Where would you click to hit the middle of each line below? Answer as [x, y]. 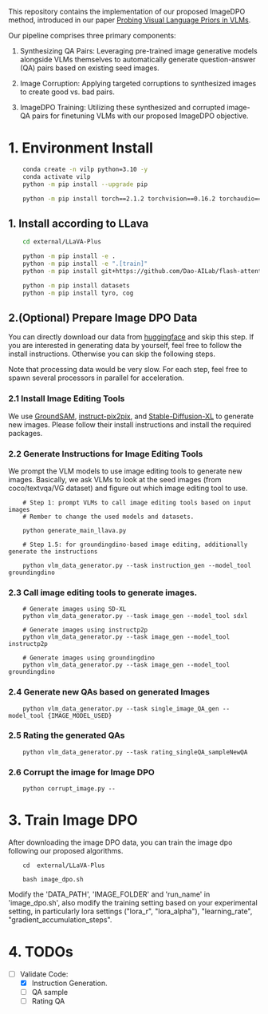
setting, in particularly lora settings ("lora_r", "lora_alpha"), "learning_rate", [130, 911]
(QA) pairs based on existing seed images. [89, 68]
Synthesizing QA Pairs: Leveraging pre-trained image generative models [138, 51]
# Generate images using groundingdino [89, 658]
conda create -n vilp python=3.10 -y [85, 169]
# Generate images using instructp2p [85, 630]
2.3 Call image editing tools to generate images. [103, 592]
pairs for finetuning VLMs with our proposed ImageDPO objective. [140, 116]
